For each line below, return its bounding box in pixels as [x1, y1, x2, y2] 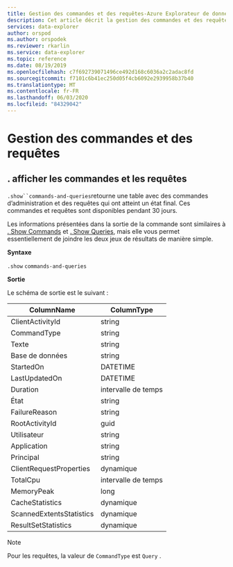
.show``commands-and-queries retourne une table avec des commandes [7, 191, 209, 200]
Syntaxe [7, 248, 32, 256]
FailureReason [10, 407, 58, 417]
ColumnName [28, 305, 76, 314]
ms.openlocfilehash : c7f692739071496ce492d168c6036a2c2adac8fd [7, 68, 194, 75]
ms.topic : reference [7, 56, 67, 63]
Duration [10, 384, 40, 394]
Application [10, 441, 48, 451]
